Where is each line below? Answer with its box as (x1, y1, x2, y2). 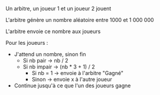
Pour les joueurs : (5, 40, 48, 46)
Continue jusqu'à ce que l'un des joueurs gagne (14, 82, 131, 89)
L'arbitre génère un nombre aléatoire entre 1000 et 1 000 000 (5, 17, 154, 23)
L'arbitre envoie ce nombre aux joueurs (5, 28, 101, 35)
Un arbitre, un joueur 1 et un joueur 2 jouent (5, 5, 112, 12)
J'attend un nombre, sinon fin (14, 51, 86, 58)
